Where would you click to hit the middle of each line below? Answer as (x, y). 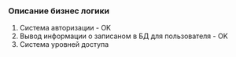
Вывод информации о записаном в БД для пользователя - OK (124, 36)
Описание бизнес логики (59, 11)
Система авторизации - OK (65, 28)
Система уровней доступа (64, 45)
